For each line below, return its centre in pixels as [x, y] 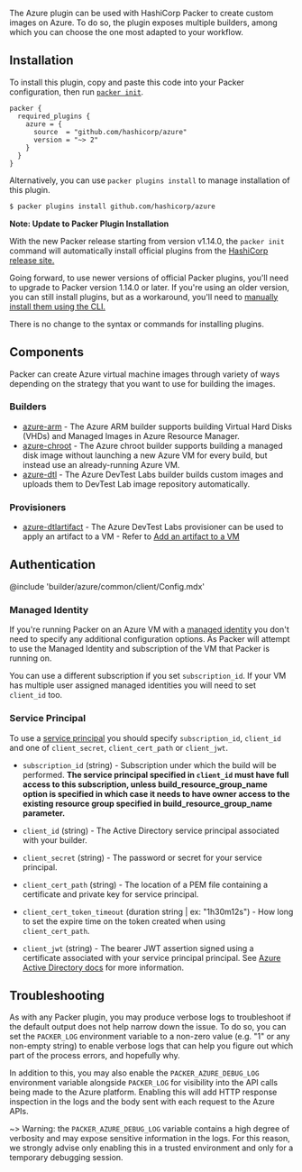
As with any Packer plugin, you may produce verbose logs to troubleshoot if [150, 1017]
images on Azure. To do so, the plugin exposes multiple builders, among [143, 23]
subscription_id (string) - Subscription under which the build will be [149, 765]
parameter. [44, 813]
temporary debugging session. [66, 1158]
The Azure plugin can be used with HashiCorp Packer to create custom [142, 13]
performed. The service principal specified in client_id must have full [156, 774]
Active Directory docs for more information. [103, 967]
